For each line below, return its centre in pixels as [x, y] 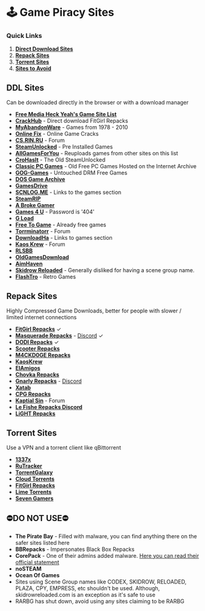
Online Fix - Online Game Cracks [57, 134]
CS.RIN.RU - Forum [40, 140]
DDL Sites [25, 88]
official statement [37, 562]
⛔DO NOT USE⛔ [38, 518]
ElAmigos [28, 368]
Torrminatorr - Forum [43, 231]
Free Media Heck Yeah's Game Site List [66, 114]
